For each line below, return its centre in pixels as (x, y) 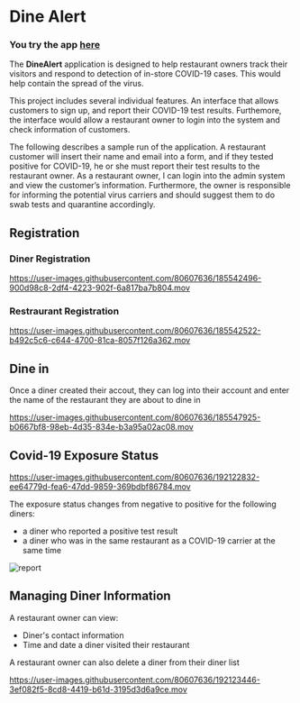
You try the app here (55, 45)
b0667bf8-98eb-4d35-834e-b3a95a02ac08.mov (101, 427)
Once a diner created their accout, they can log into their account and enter (150, 390)
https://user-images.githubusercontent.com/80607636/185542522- (135, 331)
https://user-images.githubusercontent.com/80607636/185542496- (136, 278)
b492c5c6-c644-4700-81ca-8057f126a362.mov (100, 341)
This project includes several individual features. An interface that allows (144, 101)
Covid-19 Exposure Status (84, 456)
